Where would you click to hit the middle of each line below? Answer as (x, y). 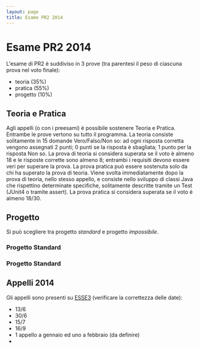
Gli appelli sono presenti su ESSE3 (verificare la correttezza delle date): (94, 297)
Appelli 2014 (30, 283)
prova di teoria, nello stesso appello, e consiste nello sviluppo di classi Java (100, 179)
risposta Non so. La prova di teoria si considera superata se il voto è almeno (100, 153)
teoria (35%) (31, 82)
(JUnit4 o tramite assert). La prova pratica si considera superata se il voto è (100, 192)
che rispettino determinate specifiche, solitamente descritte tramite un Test (99, 186)
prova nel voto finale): (33, 70)
